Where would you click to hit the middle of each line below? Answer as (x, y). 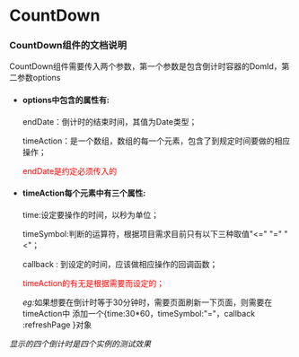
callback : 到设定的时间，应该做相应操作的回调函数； (120, 264)
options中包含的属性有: (66, 100)
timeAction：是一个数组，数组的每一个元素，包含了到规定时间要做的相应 (156, 141)
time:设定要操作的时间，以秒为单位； (91, 214)
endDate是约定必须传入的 (70, 170)
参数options (39, 78)
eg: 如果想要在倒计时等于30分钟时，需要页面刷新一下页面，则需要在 (147, 302)
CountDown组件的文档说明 (68, 46)
